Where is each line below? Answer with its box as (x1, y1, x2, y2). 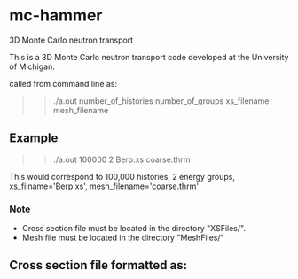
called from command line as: (9, 78, 118, 89)
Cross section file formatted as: (9, 258, 188, 273)
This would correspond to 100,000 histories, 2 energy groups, (9, 171, 235, 182)
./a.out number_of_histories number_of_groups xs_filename (52, 95, 270, 106)
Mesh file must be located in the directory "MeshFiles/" (21, 232, 224, 244)
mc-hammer (9, 5, 103, 26)
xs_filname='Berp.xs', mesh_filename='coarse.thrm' (9, 181, 200, 191)
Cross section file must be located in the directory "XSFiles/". (21, 223, 247, 234)
